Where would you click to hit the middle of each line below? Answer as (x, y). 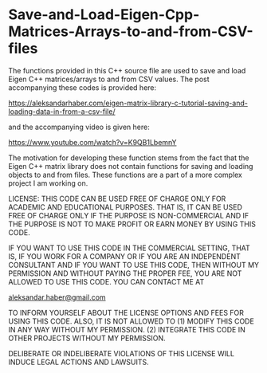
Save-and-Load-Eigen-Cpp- (104, 15)
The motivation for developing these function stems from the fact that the (129, 158)
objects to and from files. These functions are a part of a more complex (126, 175)
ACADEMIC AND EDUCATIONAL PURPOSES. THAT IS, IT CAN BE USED (126, 207)
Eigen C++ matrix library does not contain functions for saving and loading (131, 166)
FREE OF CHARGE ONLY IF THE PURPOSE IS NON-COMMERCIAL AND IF (129, 215)
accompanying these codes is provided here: (82, 87)
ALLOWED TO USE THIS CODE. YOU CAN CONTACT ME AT (106, 281)
